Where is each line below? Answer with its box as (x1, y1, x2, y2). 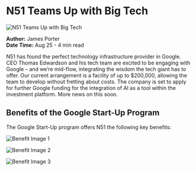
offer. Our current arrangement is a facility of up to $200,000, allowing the (6, 72, 188, 79)
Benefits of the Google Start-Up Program (6, 108, 160, 118)
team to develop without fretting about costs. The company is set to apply (6, 78, 187, 85)
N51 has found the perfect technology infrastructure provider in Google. (6, 53, 181, 60)
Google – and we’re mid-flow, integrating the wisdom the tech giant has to (6, 65, 187, 72)
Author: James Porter (6, 35, 60, 42)
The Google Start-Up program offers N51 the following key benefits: (6, 123, 172, 131)
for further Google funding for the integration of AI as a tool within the (6, 84, 176, 91)
